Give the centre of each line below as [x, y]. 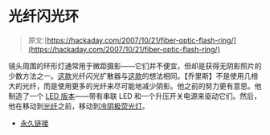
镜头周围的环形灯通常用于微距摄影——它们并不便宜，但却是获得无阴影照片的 [135, 66]
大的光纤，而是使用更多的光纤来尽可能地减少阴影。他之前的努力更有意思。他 [135, 86]
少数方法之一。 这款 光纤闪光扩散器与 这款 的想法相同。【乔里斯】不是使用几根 [133, 76]
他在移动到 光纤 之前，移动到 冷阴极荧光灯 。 [79, 106]
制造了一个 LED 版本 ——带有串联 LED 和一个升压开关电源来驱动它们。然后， [135, 96]
